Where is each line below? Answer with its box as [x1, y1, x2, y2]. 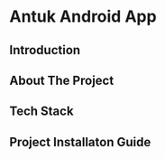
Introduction [9, 42, 81, 58]
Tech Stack [9, 104, 74, 119]
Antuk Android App [9, 6, 157, 27]
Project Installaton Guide [9, 134, 151, 150]
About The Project [9, 72, 115, 88]
